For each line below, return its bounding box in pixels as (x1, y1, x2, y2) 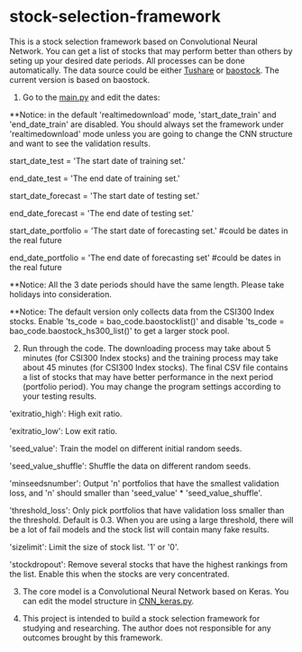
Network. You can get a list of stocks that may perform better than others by (9, 45, 293, 56)
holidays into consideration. (9, 288, 113, 299)
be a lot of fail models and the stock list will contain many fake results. (9, 524, 270, 535)
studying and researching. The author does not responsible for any (22, 622, 272, 633)
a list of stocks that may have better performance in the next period (22, 371, 273, 382)
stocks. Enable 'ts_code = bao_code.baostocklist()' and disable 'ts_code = (9, 315, 285, 326)
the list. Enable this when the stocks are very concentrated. (9, 568, 230, 579)
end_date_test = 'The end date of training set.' (9, 173, 180, 184)
